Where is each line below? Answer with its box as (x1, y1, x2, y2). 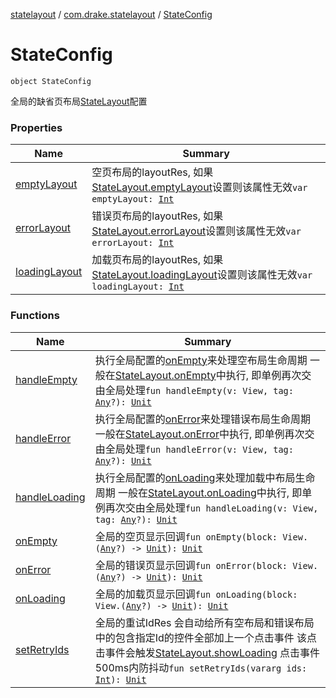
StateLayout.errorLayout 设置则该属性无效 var (91, 224, 302, 238)
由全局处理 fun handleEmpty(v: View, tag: (94, 383, 294, 397)
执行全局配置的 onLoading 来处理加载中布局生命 (94, 470, 316, 484)
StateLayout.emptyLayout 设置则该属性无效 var (91, 180, 308, 194)
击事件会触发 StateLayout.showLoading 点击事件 (94, 645, 321, 659)
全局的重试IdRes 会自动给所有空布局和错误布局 (94, 615, 315, 629)
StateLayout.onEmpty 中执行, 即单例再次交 (114, 368, 312, 382)
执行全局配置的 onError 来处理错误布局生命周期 (94, 412, 311, 426)
